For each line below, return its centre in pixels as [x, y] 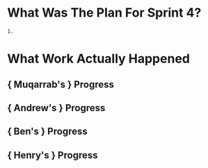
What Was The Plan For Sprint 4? [104, 13]
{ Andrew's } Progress [56, 108]
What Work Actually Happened [98, 59]
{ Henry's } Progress [53, 155]
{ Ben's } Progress [48, 132]
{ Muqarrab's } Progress [61, 84]
